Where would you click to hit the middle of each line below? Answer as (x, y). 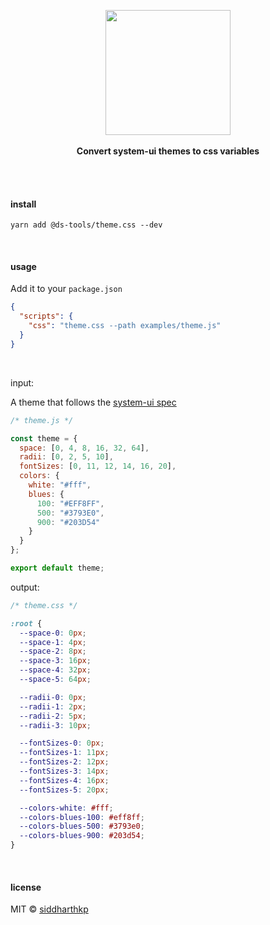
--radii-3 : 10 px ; (55, 725)
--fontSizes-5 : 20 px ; (64, 790)
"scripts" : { (46, 316)
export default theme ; (57, 568)
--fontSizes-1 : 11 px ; (64, 753)
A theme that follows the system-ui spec (93, 402)
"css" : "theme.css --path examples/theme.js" (125, 326)
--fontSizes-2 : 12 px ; (64, 762)
